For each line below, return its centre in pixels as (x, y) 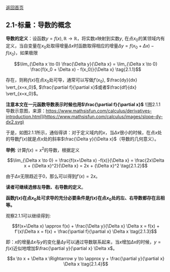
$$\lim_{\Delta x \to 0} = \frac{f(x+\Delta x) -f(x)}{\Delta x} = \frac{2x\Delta (86, 160)
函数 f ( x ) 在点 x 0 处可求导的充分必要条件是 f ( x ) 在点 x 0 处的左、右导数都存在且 (83, 198)
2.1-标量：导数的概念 (39, 25)
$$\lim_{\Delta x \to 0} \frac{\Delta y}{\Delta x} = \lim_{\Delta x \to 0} (86, 64)
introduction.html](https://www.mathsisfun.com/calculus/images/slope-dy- (84, 117)
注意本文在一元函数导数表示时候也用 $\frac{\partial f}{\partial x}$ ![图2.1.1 (83, 104)
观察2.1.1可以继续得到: (28, 216)
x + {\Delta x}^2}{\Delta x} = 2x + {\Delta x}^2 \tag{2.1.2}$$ (86, 165)
